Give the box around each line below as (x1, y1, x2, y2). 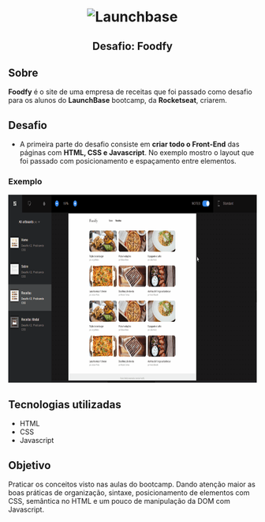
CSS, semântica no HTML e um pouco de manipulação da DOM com (8, 497, 231, 506)
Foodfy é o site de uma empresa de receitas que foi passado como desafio (8, 87, 252, 96)
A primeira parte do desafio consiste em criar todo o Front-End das (19, 139, 240, 149)
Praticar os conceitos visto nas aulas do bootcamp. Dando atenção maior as (8, 479, 256, 490)
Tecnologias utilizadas (8, 398, 121, 411)
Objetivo (8, 459, 51, 472)
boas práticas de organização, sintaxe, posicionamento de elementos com (8, 488, 250, 497)
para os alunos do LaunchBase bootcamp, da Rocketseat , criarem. (8, 96, 227, 105)
